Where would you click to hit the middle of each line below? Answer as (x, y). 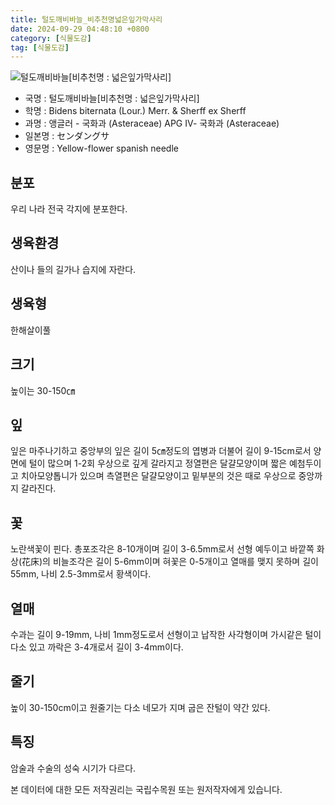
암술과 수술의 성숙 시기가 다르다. (73, 768)
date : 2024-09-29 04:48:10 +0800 (80, 29)
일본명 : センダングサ (67, 136)
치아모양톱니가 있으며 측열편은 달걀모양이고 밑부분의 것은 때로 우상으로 (158, 476)
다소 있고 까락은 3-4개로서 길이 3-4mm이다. (97, 647)
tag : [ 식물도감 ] (40, 47)
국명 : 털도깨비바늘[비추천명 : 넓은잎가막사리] (112, 98)
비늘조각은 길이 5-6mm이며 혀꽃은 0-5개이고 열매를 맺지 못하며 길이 (185, 562)
